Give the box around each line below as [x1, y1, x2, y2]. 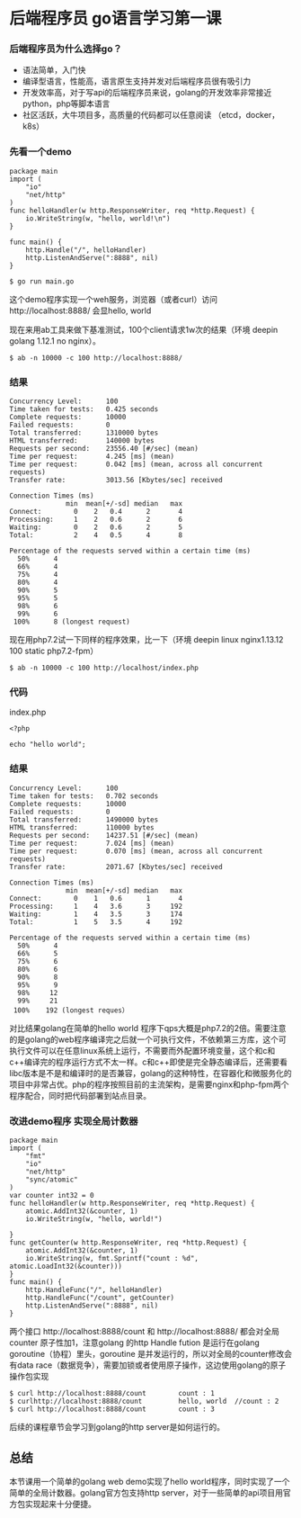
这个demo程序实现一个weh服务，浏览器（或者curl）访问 [9, 293, 218, 304]
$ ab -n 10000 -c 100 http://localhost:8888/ [9, 353, 182, 363]
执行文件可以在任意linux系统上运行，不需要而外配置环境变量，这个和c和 [9, 1045, 276, 1055]
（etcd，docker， [213, 110, 280, 121]
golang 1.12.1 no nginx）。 [9, 335, 101, 346]
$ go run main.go [9, 276, 75, 286]
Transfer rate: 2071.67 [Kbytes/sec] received [9, 862, 223, 871]
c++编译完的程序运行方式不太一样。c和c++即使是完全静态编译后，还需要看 [9, 1056, 288, 1067]
